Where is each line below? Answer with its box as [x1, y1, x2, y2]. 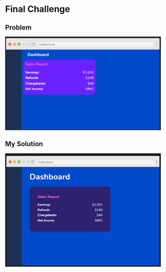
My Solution [5, 140, 43, 148]
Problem [5, 23, 32, 32]
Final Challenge [5, 3, 70, 15]
